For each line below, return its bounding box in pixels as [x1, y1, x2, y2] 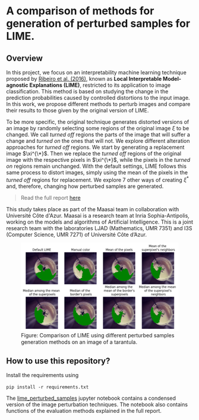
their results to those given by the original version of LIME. [6, 107, 149, 114]
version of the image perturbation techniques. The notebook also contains [6, 401, 188, 408]
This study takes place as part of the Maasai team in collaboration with [6, 205, 179, 212]
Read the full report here [20, 194, 81, 201]
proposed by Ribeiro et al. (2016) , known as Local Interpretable [6, 76, 162, 82]
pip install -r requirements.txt [6, 384, 89, 390]
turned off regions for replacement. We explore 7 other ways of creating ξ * [6, 175, 189, 183]
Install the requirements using [6, 372, 79, 379]
